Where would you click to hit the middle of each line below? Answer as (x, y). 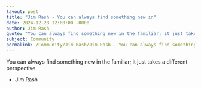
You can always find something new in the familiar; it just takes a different (97, 62)
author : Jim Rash (28, 28)
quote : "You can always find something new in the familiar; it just (95, 34)
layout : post (22, 12)
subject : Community (31, 39)
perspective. (22, 68)
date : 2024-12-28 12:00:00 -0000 (48, 23)
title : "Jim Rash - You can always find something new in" (81, 17)
